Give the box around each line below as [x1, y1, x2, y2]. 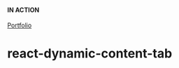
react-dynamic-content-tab [7, 46, 173, 62]
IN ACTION [7, 6, 40, 14]
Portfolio [7, 21, 32, 29]
